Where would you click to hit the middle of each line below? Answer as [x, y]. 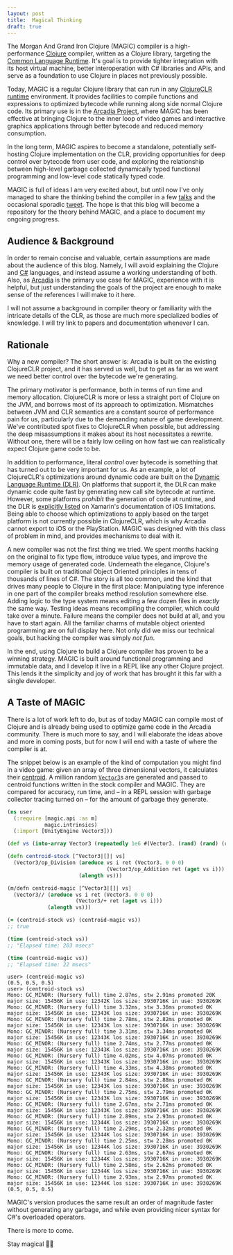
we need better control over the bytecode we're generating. [93, 376]
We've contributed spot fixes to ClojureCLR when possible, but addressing [113, 427]
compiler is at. [27, 749]
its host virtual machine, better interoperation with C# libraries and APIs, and [116, 68]
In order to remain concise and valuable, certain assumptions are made [109, 258]
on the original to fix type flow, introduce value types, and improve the [107, 557]
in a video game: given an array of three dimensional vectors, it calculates [113, 769]
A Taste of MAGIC [46, 703]
